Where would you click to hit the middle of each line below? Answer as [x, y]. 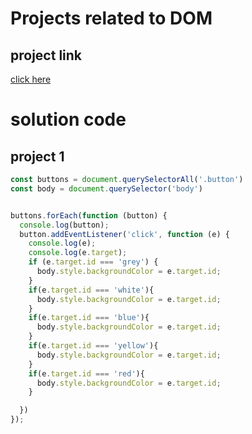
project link [46, 55]
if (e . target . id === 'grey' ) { [93, 262]
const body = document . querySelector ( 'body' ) [106, 188]
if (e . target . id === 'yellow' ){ [93, 346]
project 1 [37, 156]
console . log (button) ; [64, 225]
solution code [68, 119]
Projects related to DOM [111, 18]
